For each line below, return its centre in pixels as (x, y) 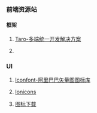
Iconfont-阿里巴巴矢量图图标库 (53, 80)
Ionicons (25, 92)
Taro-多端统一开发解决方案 (48, 39)
